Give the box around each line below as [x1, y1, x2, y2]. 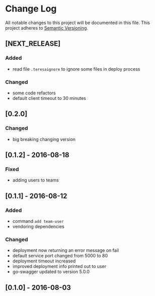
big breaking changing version [12, 136, 76, 142]
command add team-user [12, 218, 64, 224]
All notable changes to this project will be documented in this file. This [5, 20, 150, 26]
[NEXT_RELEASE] [5, 40, 61, 48]
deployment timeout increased [12, 258, 76, 264]
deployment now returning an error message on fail [12, 247, 119, 253]
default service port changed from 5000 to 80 [12, 253, 108, 259]
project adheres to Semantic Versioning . [5, 25, 88, 31]
